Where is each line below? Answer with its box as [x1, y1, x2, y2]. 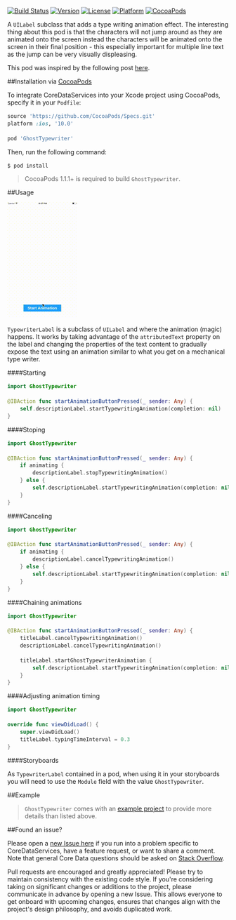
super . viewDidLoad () [20, 728, 80, 735]
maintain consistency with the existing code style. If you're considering [7, 874, 213, 884]
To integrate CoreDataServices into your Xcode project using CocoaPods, [7, 91, 221, 99]
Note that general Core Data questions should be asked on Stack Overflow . [7, 853, 225, 862]
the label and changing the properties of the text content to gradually [7, 340, 207, 349]
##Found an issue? [7, 825, 63, 834]
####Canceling [7, 512, 53, 520]
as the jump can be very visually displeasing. [7, 50, 138, 58]
